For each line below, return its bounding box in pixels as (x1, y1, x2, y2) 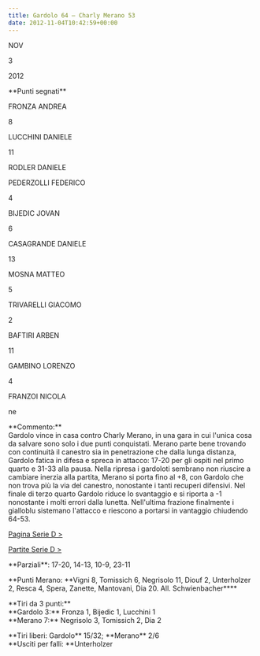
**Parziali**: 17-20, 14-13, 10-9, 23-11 (8, 560, 131, 569)
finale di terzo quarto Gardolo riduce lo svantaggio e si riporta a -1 (8, 489, 222, 498)
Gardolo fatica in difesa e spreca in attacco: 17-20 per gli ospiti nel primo (8, 455, 244, 465)
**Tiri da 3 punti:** (8, 599, 71, 608)
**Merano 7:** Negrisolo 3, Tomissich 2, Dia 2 (8, 615, 162, 624)
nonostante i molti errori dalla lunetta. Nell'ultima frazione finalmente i (8, 497, 235, 506)
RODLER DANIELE (8, 162, 67, 172)
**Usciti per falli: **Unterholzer (8, 639, 113, 648)
